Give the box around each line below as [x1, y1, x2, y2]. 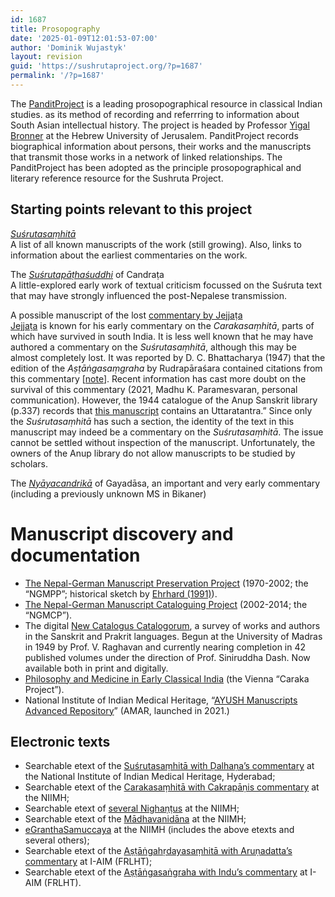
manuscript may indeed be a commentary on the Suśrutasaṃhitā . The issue [10, 426, 324, 438]
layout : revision [10, 52, 83, 62]
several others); [24, 834, 90, 846]
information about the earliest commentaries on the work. [10, 249, 248, 261]
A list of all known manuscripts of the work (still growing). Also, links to [10, 238, 302, 250]
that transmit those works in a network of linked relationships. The [10, 151, 283, 163]
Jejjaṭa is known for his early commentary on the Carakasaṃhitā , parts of [10, 319, 315, 331]
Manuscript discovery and [10, 522, 234, 545]
